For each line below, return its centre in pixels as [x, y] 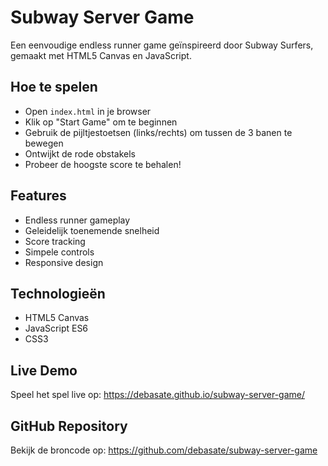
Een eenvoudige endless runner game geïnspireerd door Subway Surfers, [162, 45]
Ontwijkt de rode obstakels [80, 153]
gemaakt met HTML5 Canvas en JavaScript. [101, 55]
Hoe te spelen [54, 87]
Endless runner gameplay [77, 220]
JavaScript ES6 [56, 328]
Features [38, 196]
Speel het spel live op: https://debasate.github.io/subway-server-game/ [158, 395]
